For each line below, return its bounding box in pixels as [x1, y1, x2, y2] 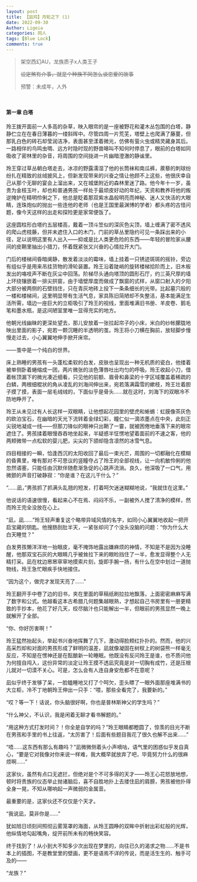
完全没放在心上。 [21, 504, 63, 511]
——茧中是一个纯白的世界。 [6, 346, 73, 353]
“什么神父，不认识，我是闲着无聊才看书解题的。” [6, 711, 121, 718]
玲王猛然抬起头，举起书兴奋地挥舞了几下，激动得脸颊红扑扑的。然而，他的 [6, 637, 186, 645]
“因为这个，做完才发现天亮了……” [6, 578, 86, 585]
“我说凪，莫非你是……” [6, 810, 60, 818]
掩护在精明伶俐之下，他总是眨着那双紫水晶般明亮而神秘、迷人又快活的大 [11, 194, 186, 201]
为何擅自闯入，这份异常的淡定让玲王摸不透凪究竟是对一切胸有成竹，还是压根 [6, 659, 191, 666]
